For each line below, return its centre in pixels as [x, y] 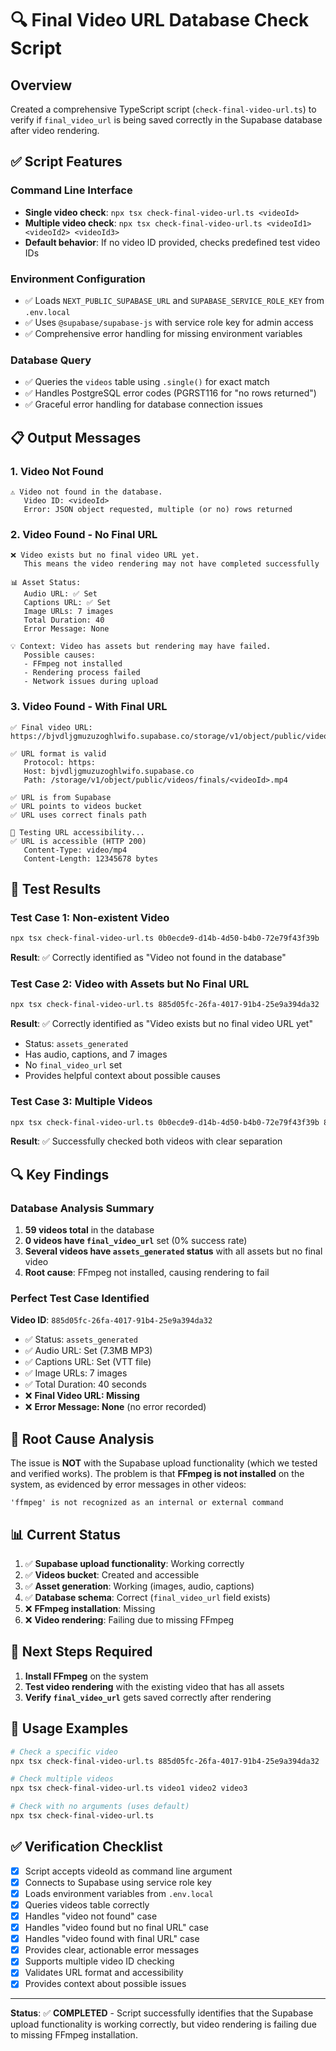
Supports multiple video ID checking [99, 1961]
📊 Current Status [65, 1534]
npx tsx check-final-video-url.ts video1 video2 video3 [129, 1788]
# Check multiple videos [62, 1779]
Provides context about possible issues [105, 1984]
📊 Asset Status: [46, 583]
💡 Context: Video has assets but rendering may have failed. [141, 647]
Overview [41, 85]
